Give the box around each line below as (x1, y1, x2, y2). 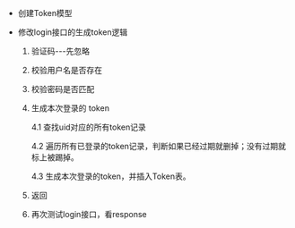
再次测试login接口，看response (30, 209, 148, 219)
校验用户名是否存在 (30, 65, 103, 75)
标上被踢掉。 (30, 152, 79, 163)
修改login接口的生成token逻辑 (17, 27, 128, 38)
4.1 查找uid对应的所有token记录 (30, 122, 146, 132)
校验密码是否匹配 (30, 84, 95, 94)
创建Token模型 (17, 8, 73, 18)
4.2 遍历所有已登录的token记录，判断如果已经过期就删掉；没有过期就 (30, 141, 287, 151)
